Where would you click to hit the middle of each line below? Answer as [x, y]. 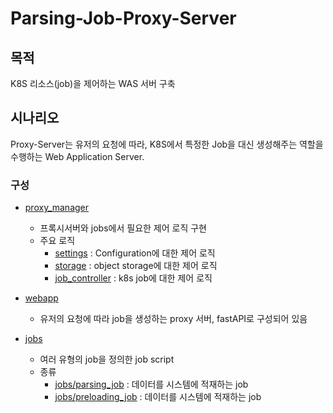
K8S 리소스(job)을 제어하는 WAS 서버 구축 [93, 83]
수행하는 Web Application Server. [77, 156]
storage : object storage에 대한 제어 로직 [136, 266]
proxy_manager [57, 208]
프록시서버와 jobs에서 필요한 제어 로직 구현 [123, 228]
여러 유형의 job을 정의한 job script [107, 359]
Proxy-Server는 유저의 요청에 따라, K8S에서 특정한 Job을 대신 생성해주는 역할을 [167, 144]
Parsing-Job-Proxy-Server [123, 18]
